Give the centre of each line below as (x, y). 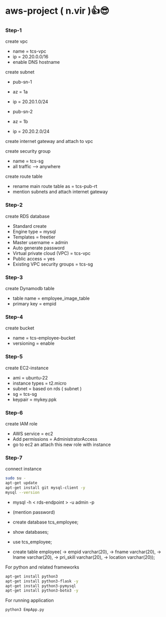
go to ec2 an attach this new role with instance (62, 444)
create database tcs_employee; (46, 522)
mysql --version (22, 492)
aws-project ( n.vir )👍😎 (57, 11)
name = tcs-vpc (30, 51)
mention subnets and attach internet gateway (60, 192)
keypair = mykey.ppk (35, 399)
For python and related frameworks (43, 567)
